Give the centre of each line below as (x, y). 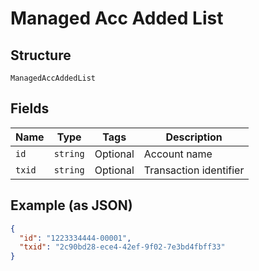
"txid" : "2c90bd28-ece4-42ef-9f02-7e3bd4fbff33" (122, 247)
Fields (30, 108)
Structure (41, 55)
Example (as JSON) (71, 205)
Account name (178, 154)
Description (194, 137)
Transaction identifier (194, 170)
